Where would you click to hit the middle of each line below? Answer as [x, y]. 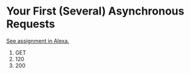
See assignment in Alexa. [38, 41]
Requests [31, 24]
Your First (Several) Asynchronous [95, 11]
